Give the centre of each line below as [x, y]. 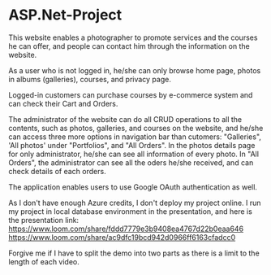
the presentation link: [44, 220]
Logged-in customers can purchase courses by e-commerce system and [131, 94]
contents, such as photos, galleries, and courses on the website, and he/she [136, 128]
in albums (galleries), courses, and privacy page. [90, 79]
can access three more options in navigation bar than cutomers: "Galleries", [135, 137]
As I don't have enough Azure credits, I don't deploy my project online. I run [135, 203]
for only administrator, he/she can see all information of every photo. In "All [134, 154]
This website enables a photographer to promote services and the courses [133, 37]
